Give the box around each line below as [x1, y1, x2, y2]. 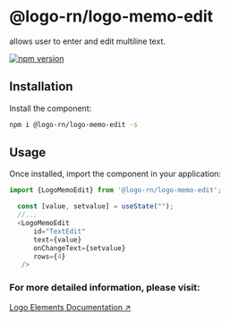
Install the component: [9, 103, 92, 114]
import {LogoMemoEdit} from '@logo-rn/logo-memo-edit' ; [9, 186, 222, 195]
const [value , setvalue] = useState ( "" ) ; [17, 202, 175, 211]
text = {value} [32, 235, 82, 244]
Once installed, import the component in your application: [9, 168, 222, 180]
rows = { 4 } [32, 252, 66, 261]
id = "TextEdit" [32, 226, 87, 236]
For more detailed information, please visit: [9, 282, 200, 294]
